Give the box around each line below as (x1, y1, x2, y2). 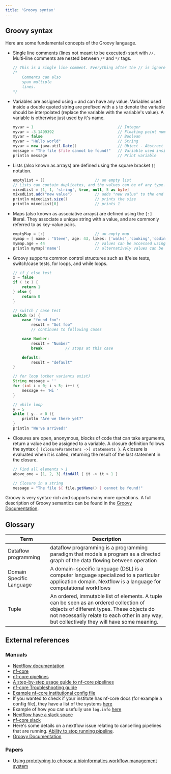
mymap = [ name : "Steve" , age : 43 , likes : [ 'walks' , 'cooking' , (12, 236, 152, 241)
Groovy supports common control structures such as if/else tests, (12, 255, 151, 261)
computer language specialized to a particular (50, 571, 160, 579)
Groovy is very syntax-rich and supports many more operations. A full (5, 495, 152, 501)
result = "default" (31, 360, 72, 365)
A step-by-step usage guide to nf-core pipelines (12, 679, 115, 685)
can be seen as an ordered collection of (50, 599, 145, 606)
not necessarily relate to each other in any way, (50, 612, 163, 619)
